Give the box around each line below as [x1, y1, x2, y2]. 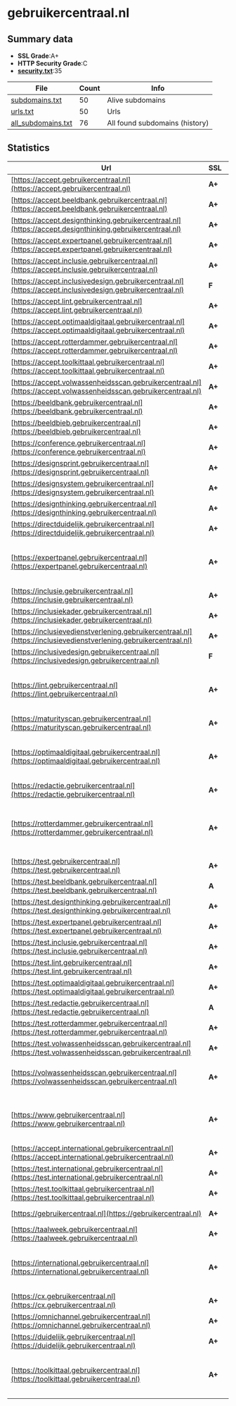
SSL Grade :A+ [17, 51, 60, 60]
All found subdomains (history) [107, 118, 209, 127]
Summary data [7, 33, 74, 45]
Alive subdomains [107, 95, 166, 105]
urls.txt [11, 107, 34, 116]
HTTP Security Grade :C [17, 59, 88, 68]
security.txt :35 [17, 67, 63, 75]
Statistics [7, 142, 51, 154]
